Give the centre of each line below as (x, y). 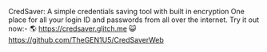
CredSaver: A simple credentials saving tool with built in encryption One (127, 11)
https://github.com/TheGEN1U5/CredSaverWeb (86, 40)
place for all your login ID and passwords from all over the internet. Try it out (134, 20)
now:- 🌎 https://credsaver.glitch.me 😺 (72, 28)
